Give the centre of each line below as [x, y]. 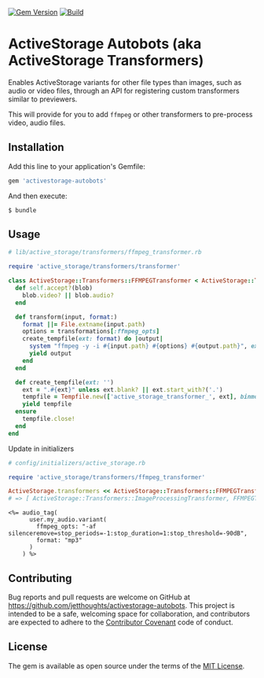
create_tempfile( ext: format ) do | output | [93, 339]
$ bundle [22, 210]
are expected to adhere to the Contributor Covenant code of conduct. [121, 622]
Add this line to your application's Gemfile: [77, 166]
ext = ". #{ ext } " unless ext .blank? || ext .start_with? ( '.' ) [123, 389]
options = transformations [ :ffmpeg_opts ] [91, 332]
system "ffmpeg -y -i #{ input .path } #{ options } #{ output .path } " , [138, 346]
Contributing [40, 578]
